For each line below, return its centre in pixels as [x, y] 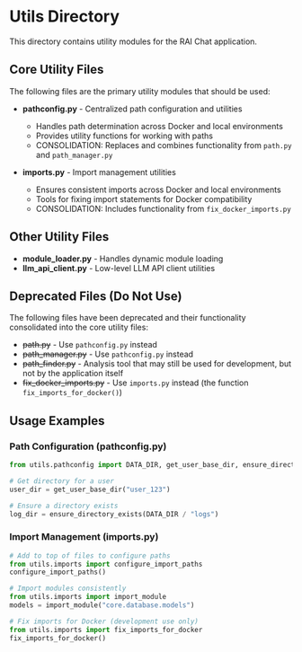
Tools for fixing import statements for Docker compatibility [144, 198]
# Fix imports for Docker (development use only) [104, 621]
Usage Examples [57, 421]
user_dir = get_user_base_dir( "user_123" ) [90, 489]
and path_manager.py [74, 154]
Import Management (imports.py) [84, 537]
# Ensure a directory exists [64, 506]
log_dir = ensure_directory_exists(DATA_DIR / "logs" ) [114, 514]
